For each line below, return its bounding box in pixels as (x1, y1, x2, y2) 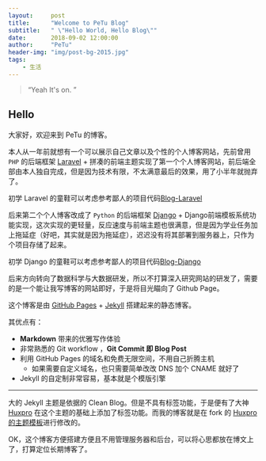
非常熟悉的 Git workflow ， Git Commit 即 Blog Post (19, 344, 188, 353)
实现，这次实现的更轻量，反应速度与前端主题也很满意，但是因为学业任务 (14, 219, 251, 230)
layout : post (8, 11, 66, 20)
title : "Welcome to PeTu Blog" (8, 19, 129, 27)
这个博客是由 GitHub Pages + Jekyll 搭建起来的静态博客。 (8, 300, 196, 310)
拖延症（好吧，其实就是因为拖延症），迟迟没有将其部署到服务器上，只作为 (14, 230, 255, 239)
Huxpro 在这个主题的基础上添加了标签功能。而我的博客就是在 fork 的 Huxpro (8, 407, 257, 417)
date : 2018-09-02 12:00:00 (8, 33, 119, 42)
